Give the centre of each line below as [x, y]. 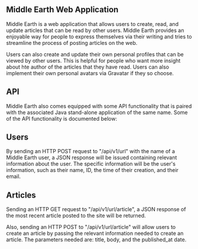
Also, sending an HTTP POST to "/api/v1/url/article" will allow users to [91, 227]
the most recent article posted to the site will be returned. [76, 216]
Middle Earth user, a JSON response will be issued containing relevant [92, 158]
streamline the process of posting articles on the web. [72, 43]
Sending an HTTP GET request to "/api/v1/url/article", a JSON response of [96, 209]
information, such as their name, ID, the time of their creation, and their [92, 170]
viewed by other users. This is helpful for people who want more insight [93, 60]
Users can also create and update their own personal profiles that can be [95, 54]
